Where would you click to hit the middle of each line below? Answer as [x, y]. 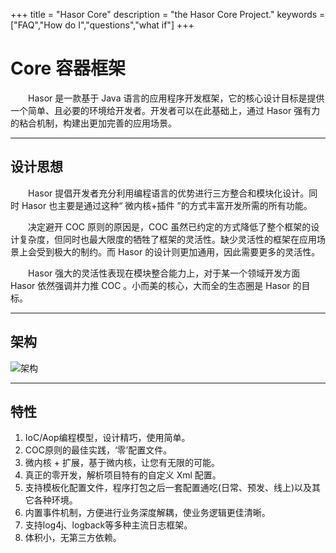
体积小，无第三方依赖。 [73, 538]
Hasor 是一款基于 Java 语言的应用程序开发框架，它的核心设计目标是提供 [176, 98]
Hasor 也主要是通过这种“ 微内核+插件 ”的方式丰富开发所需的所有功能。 [167, 205]
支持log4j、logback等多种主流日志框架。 [108, 525]
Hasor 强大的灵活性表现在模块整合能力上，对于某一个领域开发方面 [164, 273]
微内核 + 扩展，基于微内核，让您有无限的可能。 [122, 463]
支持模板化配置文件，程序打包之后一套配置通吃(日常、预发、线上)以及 [168, 488]
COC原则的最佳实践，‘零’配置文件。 [98, 450]
